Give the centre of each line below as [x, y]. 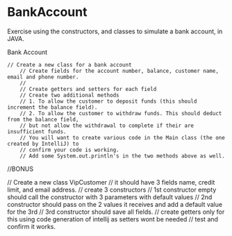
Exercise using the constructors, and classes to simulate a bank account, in [115, 31]
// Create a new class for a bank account [69, 65]
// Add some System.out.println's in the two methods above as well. [123, 156]
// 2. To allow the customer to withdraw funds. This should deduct [121, 113]
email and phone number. [43, 77]
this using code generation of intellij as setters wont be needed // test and [113, 219]
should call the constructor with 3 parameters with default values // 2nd [110, 197]
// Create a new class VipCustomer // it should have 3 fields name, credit [111, 182]
